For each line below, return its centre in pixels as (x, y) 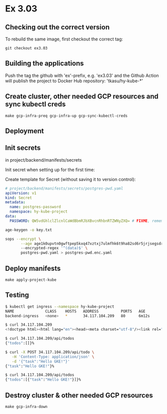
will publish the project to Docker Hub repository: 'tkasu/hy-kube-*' (74, 81)
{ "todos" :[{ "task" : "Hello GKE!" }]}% (43, 380)
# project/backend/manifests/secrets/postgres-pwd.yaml (64, 188)
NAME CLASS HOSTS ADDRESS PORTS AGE (75, 311)
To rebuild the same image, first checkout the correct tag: (64, 39)
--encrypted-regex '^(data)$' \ (54, 248)
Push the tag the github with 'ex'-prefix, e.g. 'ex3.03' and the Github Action (82, 75)
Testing (17, 295)
